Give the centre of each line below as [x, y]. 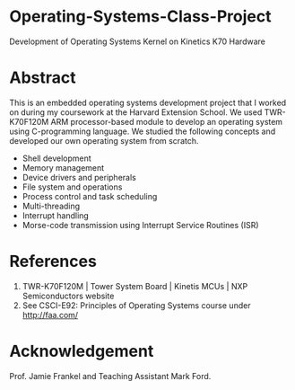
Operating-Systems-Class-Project [140, 17]
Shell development [56, 158]
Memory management [63, 167]
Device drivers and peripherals [79, 177]
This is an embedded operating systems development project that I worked [148, 102]
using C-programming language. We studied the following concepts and [143, 131]
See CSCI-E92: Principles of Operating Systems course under [136, 305]
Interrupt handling [56, 215]
